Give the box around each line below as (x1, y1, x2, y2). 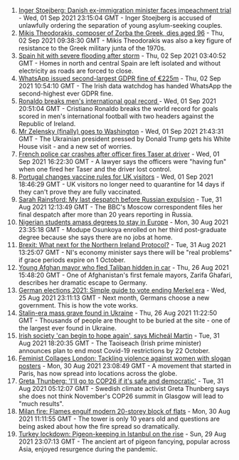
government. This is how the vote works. (18, 301, 138, 309)
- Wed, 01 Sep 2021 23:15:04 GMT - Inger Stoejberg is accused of (18, 14, 212, 22)
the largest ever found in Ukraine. (18, 324, 117, 332)
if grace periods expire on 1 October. (18, 256, 126, 264)
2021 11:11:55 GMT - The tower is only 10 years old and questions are (18, 414, 220, 423)
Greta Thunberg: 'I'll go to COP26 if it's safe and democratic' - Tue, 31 (18, 377, 224, 385)
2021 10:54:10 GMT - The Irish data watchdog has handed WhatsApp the (18, 82, 232, 90)
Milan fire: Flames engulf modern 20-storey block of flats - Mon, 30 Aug (18, 407, 230, 415)
